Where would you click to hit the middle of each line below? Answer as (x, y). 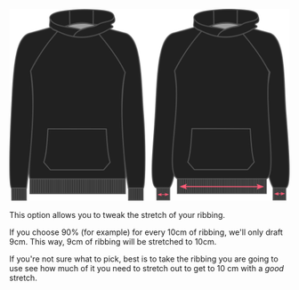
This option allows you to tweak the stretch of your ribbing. (117, 214)
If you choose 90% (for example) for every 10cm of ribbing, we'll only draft (146, 232)
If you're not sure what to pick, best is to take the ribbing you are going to (144, 259)
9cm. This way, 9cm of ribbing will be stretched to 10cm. (113, 241)
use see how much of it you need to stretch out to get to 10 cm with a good (147, 268)
